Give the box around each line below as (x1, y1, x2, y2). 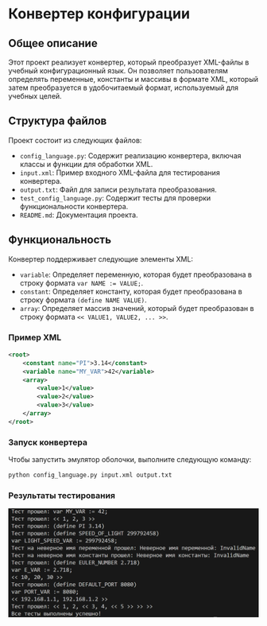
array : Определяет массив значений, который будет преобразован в (19, 303, 254, 313)
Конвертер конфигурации (8, 5, 191, 23)
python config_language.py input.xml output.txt (8, 471, 172, 480)
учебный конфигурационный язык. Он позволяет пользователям (8, 66, 229, 76)
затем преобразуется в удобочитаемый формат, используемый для (8, 83, 239, 92)
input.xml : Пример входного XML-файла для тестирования (19, 168, 220, 177)
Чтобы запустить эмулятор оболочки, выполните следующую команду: (8, 455, 252, 465)
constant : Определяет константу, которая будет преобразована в (19, 286, 242, 296)
